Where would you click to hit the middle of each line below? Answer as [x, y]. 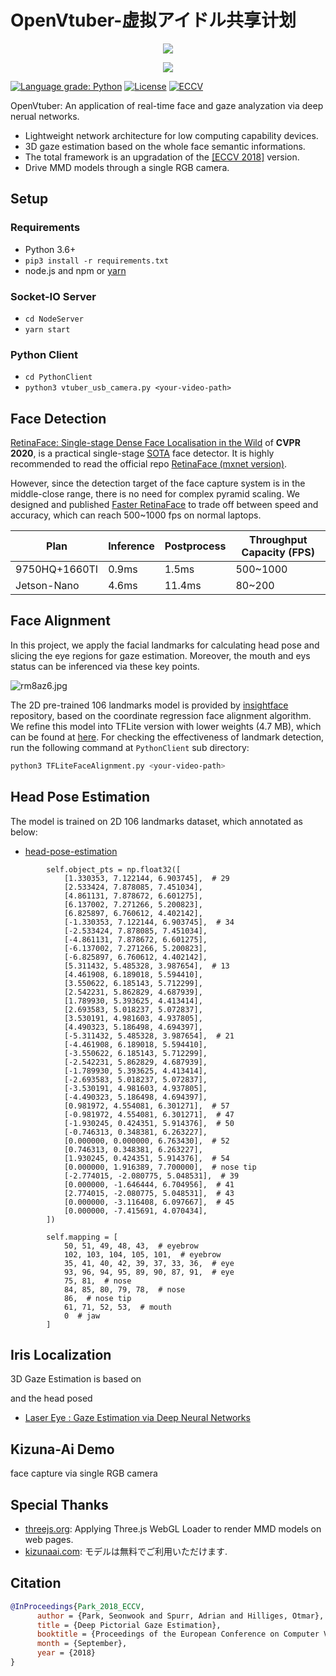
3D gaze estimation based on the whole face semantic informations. [165, 146]
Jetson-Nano [47, 586]
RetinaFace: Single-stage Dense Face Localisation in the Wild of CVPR [155, 443]
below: [24, 832]
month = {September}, [82, 1644]
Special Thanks [59, 1504]
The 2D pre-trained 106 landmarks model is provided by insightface [149, 705]
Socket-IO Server [53, 296]
